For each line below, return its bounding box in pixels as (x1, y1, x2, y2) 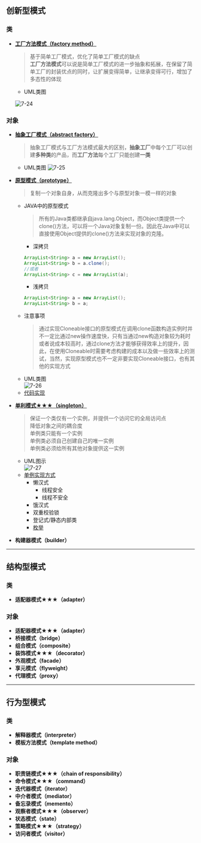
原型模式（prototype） (14, 177, 72, 184)
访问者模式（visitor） (14, 830, 68, 838)
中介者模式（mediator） (14, 793, 75, 800)
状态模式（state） (14, 815, 60, 823)
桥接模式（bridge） (14, 635, 64, 642)
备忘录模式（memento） (14, 800, 77, 808)
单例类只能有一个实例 (29, 430, 83, 437)
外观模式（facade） (14, 657, 65, 665)
